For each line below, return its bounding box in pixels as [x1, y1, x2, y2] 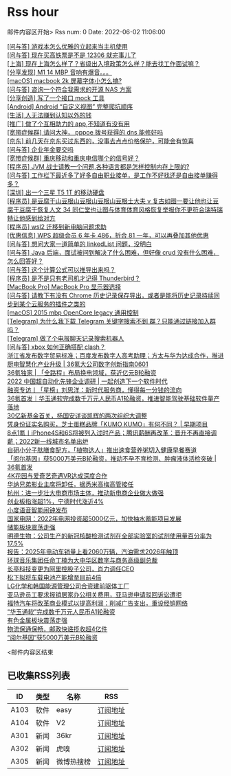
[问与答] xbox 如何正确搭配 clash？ [7, 343, 106, 351]
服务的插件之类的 [36, 299, 86, 308]
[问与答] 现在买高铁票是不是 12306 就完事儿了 [7, 51, 137, 59]
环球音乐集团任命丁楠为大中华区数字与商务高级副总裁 [7, 556, 158, 564]
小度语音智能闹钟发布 [7, 505, 67, 514]
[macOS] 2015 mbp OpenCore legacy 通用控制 [7, 308, 139, 317]
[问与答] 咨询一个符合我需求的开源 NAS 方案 [7, 85, 132, 93]
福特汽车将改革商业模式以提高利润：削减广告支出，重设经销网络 [7, 599, 188, 607]
